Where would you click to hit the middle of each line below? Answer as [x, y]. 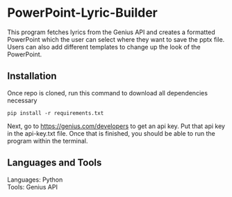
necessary [22, 100]
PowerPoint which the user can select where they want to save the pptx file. [116, 39]
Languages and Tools [55, 163]
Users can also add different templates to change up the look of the [104, 47]
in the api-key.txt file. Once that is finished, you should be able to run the [111, 133]
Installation [32, 76]
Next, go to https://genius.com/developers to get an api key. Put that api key [116, 126]
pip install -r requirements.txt [56, 113]
